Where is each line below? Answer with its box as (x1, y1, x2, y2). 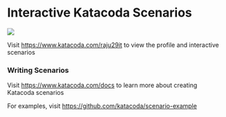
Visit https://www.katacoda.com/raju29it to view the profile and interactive (7, 40, 219, 49)
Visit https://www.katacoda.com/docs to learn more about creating (7, 81, 198, 89)
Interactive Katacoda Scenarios (7, 5, 192, 21)
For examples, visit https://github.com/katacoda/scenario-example (7, 102, 197, 110)
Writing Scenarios (7, 65, 69, 75)
